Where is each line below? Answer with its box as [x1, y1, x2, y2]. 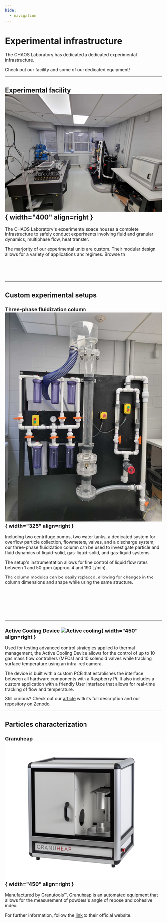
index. [5, 903, 18, 909]
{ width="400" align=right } [5, 213, 93, 221]
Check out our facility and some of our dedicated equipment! [5, 67, 130, 73]
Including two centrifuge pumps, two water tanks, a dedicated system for [5, 533, 156, 540]
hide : [5, 8, 16, 13]
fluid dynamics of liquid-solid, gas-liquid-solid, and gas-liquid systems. [5, 549, 151, 555]
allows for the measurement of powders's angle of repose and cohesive [5, 897, 153, 903]
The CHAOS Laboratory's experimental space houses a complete [5, 226, 139, 232]
